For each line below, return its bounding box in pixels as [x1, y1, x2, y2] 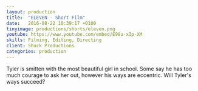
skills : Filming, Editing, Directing [6, 37, 102, 43]
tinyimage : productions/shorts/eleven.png [6, 25, 115, 32]
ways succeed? [6, 78, 46, 85]
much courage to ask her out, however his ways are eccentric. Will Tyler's [6, 71, 191, 79]
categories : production [6, 49, 67, 55]
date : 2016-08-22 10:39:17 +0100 [6, 20, 97, 26]
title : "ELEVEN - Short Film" [6, 15, 86, 21]
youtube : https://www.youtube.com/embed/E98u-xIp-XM [6, 32, 143, 38]
